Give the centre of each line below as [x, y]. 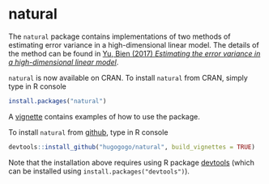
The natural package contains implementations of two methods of [120, 36]
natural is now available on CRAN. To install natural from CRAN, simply [128, 77]
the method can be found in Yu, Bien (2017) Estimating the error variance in [134, 53]
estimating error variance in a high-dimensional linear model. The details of [134, 44]
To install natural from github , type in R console [88, 132]
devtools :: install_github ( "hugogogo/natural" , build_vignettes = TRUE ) [132, 147]
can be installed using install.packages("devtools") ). [99, 171]
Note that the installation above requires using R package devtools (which [132, 162]
